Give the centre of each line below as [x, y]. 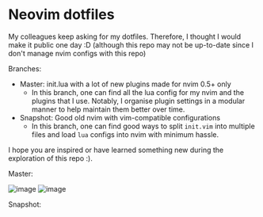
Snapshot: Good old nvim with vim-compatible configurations [120, 117]
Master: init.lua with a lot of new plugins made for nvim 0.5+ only [125, 84]
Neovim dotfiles [61, 15]
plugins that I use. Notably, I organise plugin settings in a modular [138, 101]
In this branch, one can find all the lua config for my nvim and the [137, 92]
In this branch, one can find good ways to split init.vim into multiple [143, 126]
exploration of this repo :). [50, 158]
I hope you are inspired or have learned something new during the [116, 150]
